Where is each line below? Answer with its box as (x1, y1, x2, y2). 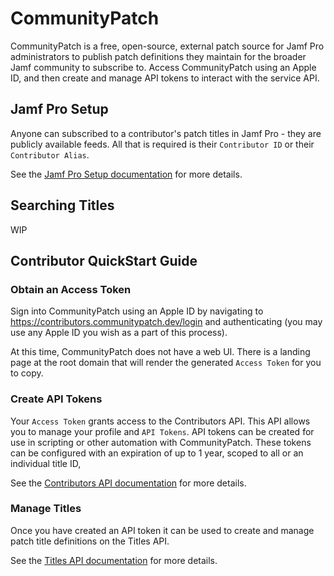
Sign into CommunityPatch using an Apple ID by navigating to (10, 305, 264, 317)
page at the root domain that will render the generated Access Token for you (10, 357, 322, 369)
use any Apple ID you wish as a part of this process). (10, 327, 228, 339)
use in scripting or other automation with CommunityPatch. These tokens (10, 436, 312, 448)
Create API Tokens (10, 392, 103, 406)
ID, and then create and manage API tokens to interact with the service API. (10, 72, 320, 84)
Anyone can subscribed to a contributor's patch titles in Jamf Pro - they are (10, 127, 322, 139)
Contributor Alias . (10, 148, 90, 161)
